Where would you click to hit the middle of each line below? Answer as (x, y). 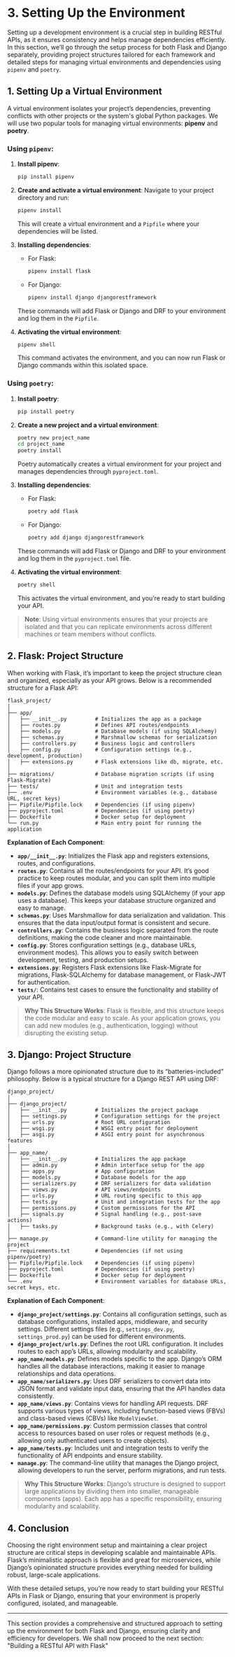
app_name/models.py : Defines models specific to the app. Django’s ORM (120, 1359)
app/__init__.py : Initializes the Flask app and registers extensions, (113, 856)
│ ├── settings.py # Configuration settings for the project (114, 1116)
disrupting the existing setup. (66, 1033)
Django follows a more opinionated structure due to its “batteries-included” (115, 1071)
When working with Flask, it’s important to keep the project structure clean (115, 672)
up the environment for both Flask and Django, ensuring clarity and (104, 1631)
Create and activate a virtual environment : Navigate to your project (116, 190)
